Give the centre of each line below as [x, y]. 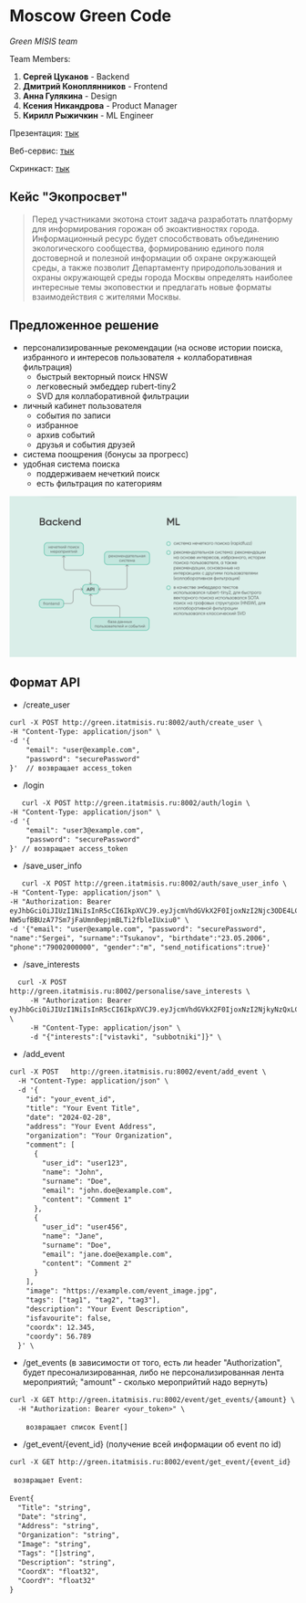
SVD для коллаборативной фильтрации [112, 396]
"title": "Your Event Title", [83, 1108]
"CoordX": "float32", [59, 1571]
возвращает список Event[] [77, 1427]
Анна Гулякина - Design [70, 96]
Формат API [45, 682]
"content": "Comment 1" [87, 1200]
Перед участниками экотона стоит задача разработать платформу [162, 219]
